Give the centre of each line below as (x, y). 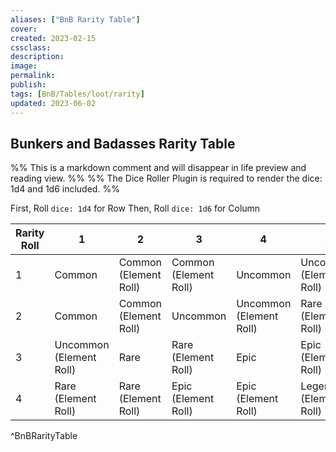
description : (37, 57)
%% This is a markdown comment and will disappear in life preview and (158, 168)
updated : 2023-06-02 (53, 103)
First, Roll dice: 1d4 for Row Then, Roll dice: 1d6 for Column (135, 208)
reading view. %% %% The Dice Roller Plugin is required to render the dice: (166, 178)
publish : (28, 85)
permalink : (33, 76)
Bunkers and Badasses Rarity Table (123, 143)
